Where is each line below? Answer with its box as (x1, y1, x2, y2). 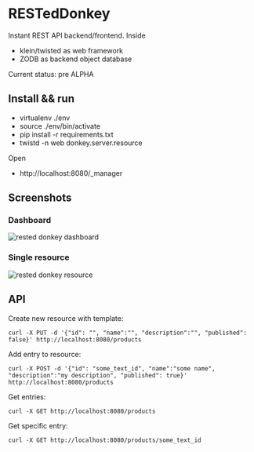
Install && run (8, 92, 74, 106)
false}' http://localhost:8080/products (8, 335, 143, 344)
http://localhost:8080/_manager (19, 168, 123, 177)
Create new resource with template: (8, 313, 124, 323)
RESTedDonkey (8, 5, 111, 23)
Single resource (8, 252, 70, 263)
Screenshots (8, 191, 72, 205)
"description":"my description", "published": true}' (8, 371, 188, 379)
